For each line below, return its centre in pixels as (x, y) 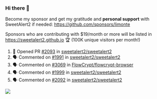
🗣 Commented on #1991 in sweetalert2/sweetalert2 (66, 57)
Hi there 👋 (18, 8)
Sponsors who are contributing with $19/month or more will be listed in (78, 34)
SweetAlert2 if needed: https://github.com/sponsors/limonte (68, 24)
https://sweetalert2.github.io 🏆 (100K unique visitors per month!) (73, 40)
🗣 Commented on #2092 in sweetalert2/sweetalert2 (67, 80)
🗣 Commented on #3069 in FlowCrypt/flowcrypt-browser (73, 65)
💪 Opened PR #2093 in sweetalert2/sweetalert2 (62, 52)
